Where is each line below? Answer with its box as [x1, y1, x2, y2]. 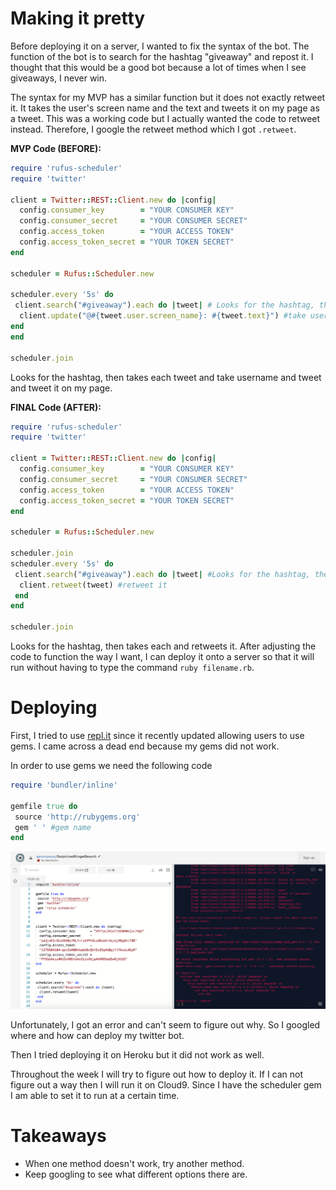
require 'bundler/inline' [10, 780, 118, 790]
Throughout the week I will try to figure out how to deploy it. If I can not [10, 1068, 304, 1080]
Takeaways [10, 1124, 107, 1147]
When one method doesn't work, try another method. [24, 1157, 245, 1169]
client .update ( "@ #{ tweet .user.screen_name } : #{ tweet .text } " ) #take [19, 311, 307, 321]
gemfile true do [10, 801, 78, 811]
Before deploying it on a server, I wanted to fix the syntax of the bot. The [10, 40, 310, 52]
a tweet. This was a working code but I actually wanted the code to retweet [10, 112, 321, 124]
